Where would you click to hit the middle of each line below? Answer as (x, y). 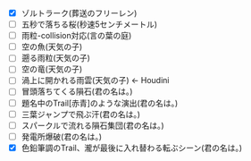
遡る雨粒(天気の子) (55, 58)
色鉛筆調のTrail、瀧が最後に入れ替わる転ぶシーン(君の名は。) (132, 148)
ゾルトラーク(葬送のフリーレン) (79, 13)
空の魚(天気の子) (51, 47)
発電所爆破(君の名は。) (61, 136)
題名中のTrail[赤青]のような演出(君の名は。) (100, 103)
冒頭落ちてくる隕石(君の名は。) (77, 91)
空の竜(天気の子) (51, 69)
